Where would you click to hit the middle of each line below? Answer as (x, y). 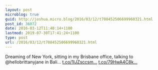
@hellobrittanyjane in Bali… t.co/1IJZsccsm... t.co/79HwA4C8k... (71, 62)
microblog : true (22, 14)
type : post (16, 38)
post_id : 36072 (21, 24)
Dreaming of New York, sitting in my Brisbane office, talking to (69, 56)
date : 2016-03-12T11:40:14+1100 (39, 28)
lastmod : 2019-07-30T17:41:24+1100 (42, 33)
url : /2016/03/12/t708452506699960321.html (51, 42)
